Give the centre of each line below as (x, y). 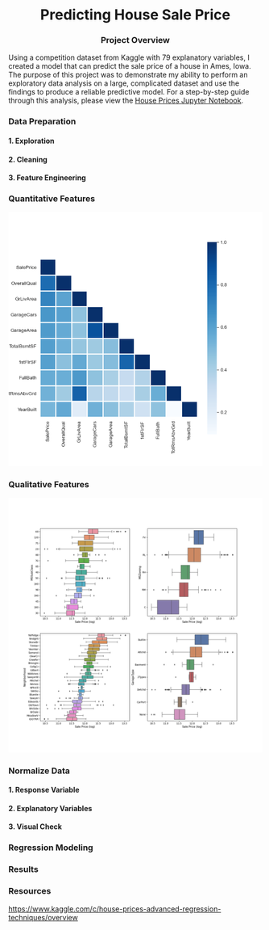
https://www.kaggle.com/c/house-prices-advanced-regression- (115, 909)
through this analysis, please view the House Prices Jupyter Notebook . (126, 101)
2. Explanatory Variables (50, 808)
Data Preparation (42, 121)
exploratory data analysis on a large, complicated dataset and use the (124, 83)
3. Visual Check (35, 827)
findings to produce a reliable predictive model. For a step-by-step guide (129, 92)
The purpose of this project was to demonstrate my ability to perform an (128, 75)
